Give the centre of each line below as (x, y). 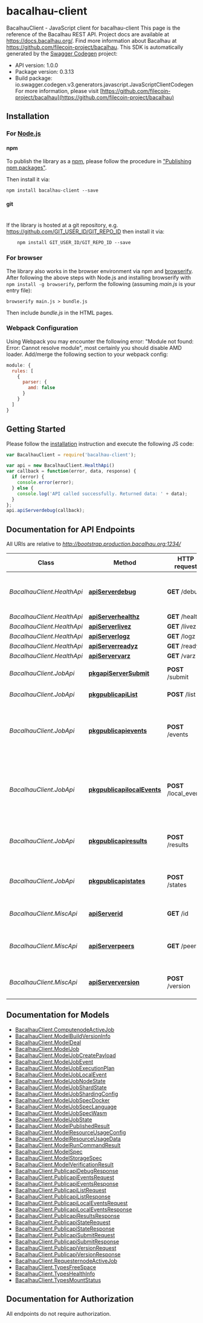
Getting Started (36, 429)
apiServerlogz (109, 636)
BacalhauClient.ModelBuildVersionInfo (63, 1036)
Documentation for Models (58, 1015)
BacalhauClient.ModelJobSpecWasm (61, 1113)
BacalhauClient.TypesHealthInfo (55, 1273)
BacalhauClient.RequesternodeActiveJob (66, 1261)
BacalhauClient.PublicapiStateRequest (63, 1222)
